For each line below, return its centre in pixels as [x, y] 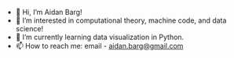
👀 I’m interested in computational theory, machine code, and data [121, 20]
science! [29, 29]
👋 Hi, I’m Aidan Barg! [49, 12]
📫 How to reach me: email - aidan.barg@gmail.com [99, 46]
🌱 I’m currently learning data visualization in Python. [100, 37]
